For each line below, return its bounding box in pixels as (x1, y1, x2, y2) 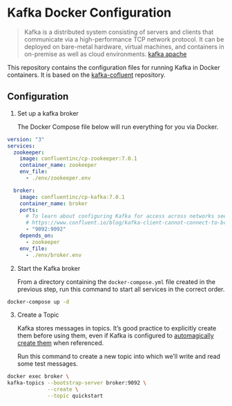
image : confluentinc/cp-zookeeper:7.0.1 (19, 155, 137, 162)
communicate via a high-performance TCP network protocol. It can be (23, 35, 224, 43)
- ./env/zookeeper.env (25, 175, 91, 182)
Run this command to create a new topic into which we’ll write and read (17, 352, 221, 361)
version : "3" (7, 136, 45, 143)
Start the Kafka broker (17, 264, 81, 272)
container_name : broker (19, 200, 88, 207)
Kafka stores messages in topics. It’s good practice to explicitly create (17, 324, 217, 333)
